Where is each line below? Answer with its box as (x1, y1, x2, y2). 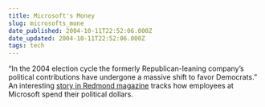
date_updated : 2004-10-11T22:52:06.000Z (8, 34, 146, 43)
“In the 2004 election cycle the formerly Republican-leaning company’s (8, 64, 245, 73)
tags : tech (8, 42, 45, 50)
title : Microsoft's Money (8, 11, 95, 20)
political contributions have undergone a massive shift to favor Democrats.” (8, 72, 258, 82)
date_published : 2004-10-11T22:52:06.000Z (8, 27, 153, 35)
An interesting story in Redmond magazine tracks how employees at (8, 81, 234, 91)
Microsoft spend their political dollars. (8, 89, 134, 99)
